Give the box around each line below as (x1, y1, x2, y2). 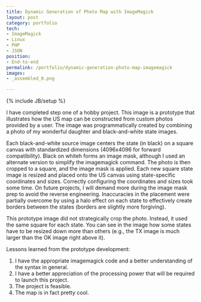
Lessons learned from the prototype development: (6, 246, 130, 253)
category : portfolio (6, 20, 58, 26)
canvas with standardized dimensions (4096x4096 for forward (6, 146, 161, 153)
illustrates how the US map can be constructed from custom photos (6, 115, 173, 123)
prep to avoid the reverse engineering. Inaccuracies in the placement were (6, 191, 190, 198)
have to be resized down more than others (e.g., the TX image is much (6, 228, 180, 235)
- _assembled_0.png (6, 75, 55, 81)
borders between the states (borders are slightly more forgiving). (6, 203, 166, 210)
